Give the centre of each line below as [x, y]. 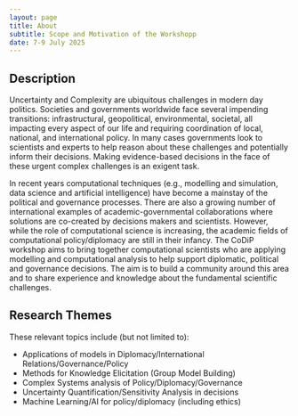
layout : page [33, 17]
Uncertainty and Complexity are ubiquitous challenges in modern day [137, 100]
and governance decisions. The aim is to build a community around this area [149, 269]
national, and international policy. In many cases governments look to [136, 138]
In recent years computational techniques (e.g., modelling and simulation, [144, 184]
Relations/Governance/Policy [75, 363]
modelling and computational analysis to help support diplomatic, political [144, 259]
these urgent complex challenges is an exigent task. [105, 167]
